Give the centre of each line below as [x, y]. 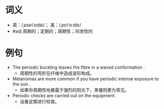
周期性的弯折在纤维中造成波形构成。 [57, 73]
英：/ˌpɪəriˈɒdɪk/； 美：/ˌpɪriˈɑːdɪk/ [47, 25]
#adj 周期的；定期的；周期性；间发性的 [53, 31]
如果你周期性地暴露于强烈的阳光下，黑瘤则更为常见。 [75, 90]
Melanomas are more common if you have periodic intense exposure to [85, 79]
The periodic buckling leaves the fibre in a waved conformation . [79, 67]
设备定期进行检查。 [40, 101]
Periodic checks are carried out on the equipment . [65, 96]
